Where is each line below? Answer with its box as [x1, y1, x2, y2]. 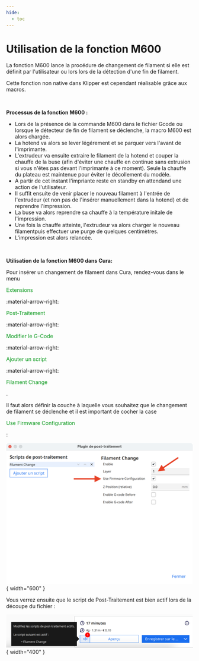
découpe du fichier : [6, 603, 56, 610]
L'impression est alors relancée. [14, 234, 93, 241]
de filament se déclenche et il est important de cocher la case [6, 408, 157, 416]
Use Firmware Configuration [6, 420, 75, 427]
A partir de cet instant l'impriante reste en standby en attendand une [14, 177, 182, 184]
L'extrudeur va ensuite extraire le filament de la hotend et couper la [14, 152, 179, 159]
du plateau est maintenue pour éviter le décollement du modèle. [14, 171, 171, 178]
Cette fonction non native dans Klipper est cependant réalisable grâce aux [6, 80, 188, 87]
